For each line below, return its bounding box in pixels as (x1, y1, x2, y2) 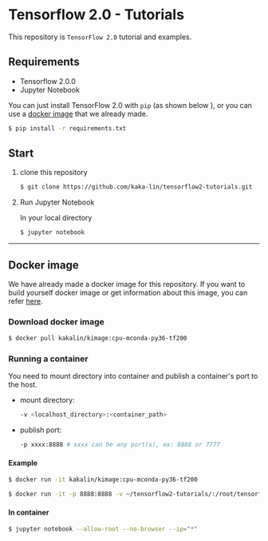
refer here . (8, 296, 44, 305)
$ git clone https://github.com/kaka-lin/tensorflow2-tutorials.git (19, 183, 253, 191)
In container (8, 507, 49, 517)
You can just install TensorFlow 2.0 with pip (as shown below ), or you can (8, 100, 253, 109)
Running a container (8, 353, 89, 364)
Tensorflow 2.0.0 (19, 76, 76, 86)
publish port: (19, 425, 62, 435)
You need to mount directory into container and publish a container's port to (8, 372, 258, 381)
